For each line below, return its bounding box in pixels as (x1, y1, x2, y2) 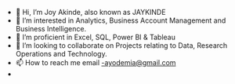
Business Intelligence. (15, 24, 87, 33)
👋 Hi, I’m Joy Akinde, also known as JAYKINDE (15, 8, 166, 16)
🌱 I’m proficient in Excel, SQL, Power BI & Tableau (15, 32, 176, 42)
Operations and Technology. (15, 49, 107, 58)
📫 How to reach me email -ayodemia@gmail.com (15, 58, 176, 67)
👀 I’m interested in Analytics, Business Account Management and (15, 16, 226, 25)
